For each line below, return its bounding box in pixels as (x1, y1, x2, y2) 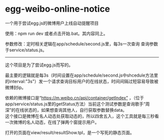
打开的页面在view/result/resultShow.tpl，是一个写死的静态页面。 (5, 129, 135, 135)
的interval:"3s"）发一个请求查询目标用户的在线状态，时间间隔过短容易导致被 (5, 78, 159, 84)
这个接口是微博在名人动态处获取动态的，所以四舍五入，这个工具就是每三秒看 (5, 113, 159, 119)
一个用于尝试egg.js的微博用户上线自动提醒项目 (5, 20, 99, 26)
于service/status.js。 (5, 47, 47, 53)
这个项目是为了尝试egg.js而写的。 (5, 62, 73, 68)
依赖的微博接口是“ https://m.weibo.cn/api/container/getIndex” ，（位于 (5, 95, 144, 100)
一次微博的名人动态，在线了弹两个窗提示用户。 (5, 119, 99, 125)
